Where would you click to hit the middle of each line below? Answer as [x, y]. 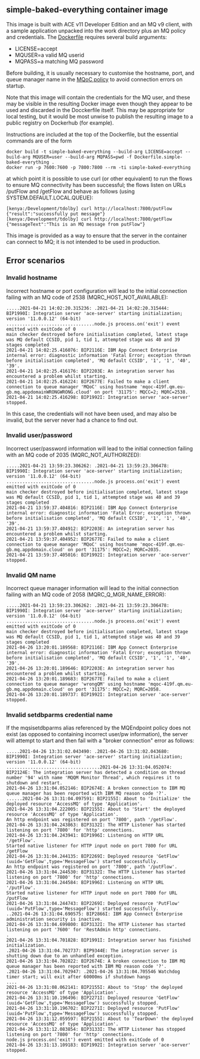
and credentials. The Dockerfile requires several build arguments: [87, 37]
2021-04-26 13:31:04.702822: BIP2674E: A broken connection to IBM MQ [96, 961]
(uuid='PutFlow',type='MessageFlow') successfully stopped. [83, 1014]
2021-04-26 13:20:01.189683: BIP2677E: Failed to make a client [88, 679]
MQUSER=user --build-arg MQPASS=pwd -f [82, 157]
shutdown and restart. [34, 783]
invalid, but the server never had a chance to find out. [72, 420]
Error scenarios [36, 261]
